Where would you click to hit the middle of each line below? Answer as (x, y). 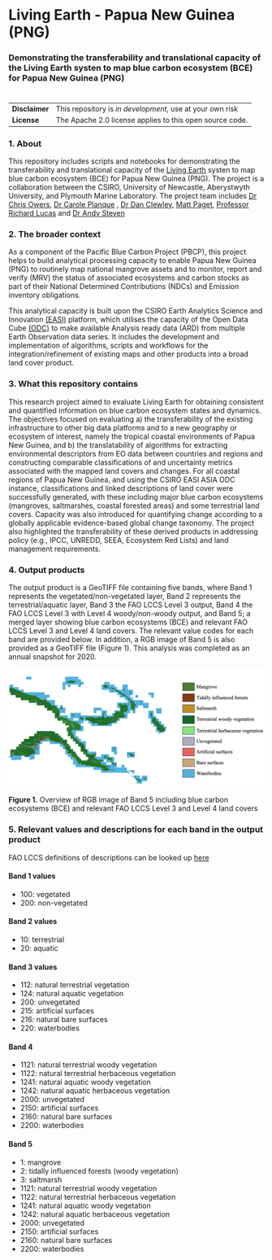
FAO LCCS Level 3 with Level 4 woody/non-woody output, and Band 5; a (130, 613)
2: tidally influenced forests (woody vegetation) (99, 1170)
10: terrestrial (42, 939)
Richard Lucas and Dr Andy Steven (67, 213)
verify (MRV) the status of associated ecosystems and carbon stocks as (129, 278)
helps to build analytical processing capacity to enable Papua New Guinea (133, 260)
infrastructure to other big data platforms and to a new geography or (123, 427)
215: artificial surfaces (57, 1011)
